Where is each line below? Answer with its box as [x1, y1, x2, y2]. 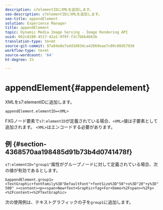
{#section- [13, 140, 47, 148]
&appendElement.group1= [5, 177, 54, 182]
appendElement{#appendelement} [5, 83, 150, 93]
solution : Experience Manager [5, 21, 67, 26]
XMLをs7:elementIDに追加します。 [5, 99, 75, 105]
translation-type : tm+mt [5, 39, 56, 44]
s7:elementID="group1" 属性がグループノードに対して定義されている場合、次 [5, 162, 158, 167]
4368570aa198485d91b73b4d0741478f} [5, 147, 133, 156]
